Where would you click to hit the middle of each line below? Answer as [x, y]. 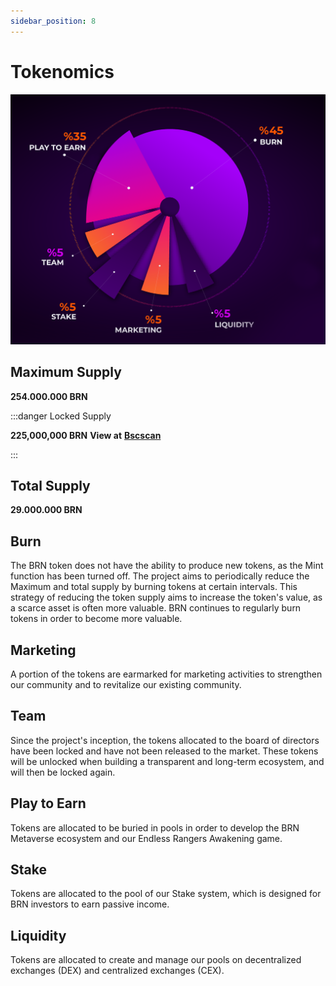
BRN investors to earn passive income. [90, 904]
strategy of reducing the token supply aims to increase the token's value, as [166, 597]
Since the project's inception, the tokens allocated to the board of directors [165, 740]
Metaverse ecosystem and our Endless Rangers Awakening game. [146, 838]
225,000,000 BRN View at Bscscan [86, 435]
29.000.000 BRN [46, 510]
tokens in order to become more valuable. [96, 619]
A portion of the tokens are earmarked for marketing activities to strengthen [166, 674]
